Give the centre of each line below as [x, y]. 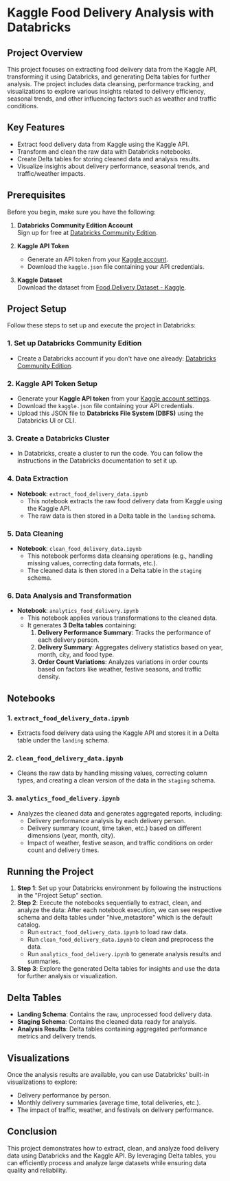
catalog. [28, 925]
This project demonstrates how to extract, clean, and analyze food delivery [113, 1148]
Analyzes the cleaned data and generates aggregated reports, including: [119, 813]
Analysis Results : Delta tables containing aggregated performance [112, 1029]
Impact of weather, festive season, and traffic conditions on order [120, 842]
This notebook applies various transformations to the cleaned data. [122, 618]
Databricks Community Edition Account [75, 225]
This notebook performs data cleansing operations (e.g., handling [120, 556]
